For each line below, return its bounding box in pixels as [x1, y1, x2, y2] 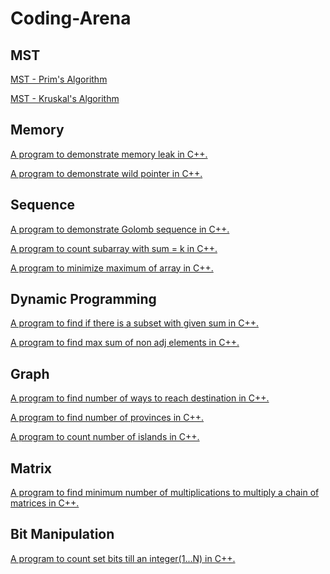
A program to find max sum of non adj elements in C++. [10, 337, 240, 349]
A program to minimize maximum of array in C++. [10, 262, 214, 274]
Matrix [10, 460, 52, 477]
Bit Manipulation [10, 526, 115, 543]
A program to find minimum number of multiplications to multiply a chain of [10, 487, 320, 499]
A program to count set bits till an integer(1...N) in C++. [10, 552, 236, 564]
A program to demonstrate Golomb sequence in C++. [10, 223, 230, 235]
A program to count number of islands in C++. [10, 431, 200, 443]
